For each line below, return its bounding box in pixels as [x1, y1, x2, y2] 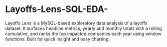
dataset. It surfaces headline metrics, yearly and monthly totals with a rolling [5, 25, 162, 31]
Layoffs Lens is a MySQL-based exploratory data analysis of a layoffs [5, 20, 148, 26]
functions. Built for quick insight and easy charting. [5, 36, 110, 42]
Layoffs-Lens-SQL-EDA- [5, 3, 108, 15]
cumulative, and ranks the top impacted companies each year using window [5, 30, 162, 36]
